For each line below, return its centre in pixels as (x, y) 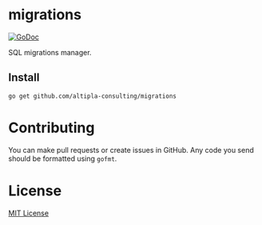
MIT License (29, 213)
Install (24, 78)
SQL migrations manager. (50, 52)
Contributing (52, 128)
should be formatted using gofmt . (63, 159)
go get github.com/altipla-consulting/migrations (93, 96)
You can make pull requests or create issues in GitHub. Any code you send (131, 150)
